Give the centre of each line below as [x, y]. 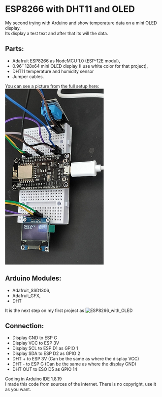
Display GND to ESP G [35, 338]
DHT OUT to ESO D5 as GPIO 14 [45, 369]
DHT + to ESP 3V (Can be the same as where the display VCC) [76, 359]
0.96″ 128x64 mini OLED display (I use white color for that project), [80, 66]
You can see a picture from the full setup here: [52, 86]
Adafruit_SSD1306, [31, 290]
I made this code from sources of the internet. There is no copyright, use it [81, 384]
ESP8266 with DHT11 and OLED [70, 9]
